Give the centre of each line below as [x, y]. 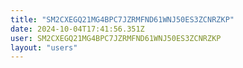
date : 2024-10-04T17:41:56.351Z [77, 29]
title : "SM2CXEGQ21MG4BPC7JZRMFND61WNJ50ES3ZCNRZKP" [122, 19]
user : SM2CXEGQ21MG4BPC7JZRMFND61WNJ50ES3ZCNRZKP [116, 38]
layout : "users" [44, 47]
